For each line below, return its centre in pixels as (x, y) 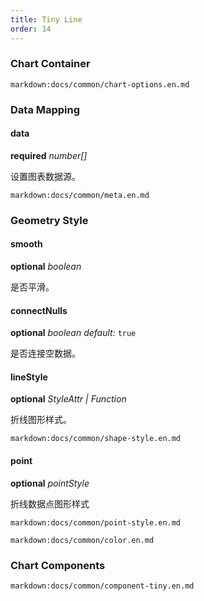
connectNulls (39, 310)
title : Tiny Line (46, 19)
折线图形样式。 (41, 420)
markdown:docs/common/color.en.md (82, 540)
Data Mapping (45, 109)
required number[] (49, 155)
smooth (26, 244)
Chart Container (50, 64)
